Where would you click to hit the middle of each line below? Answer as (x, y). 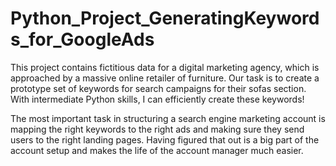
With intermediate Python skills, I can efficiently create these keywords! (157, 99)
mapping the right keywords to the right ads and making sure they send (157, 129)
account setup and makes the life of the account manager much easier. (157, 150)
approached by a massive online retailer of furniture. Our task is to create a (165, 78)
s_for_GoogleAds (82, 39)
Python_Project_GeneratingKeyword (165, 18)
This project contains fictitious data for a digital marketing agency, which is (165, 67)
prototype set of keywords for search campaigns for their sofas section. (158, 88)
